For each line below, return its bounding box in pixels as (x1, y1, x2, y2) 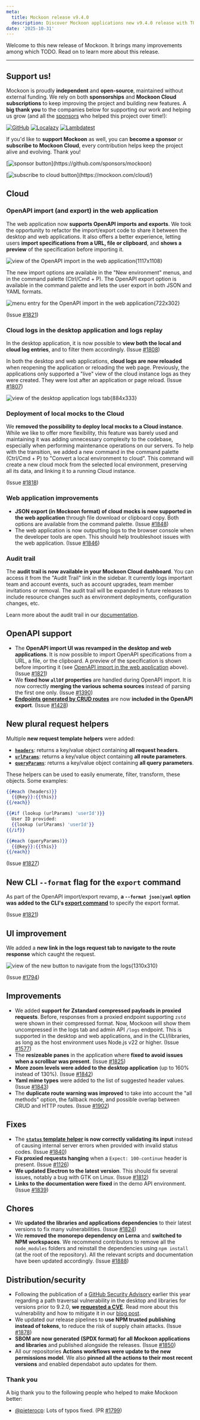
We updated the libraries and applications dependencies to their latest (14, 1219, 192, 1226)
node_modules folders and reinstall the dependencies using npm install (14, 1245, 189, 1252)
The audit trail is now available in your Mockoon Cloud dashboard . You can (6, 567, 194, 575)
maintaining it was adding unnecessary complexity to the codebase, (6, 436, 174, 443)
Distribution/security (6, 1275, 86, 1285)
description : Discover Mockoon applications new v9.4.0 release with (11, 20, 187, 26)
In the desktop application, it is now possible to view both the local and (6, 340, 182, 347)
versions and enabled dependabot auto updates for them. (14, 1361, 158, 1368)
